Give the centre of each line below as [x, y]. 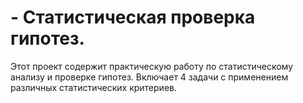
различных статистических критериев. [93, 87]
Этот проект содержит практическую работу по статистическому [152, 66]
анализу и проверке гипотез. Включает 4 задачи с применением [149, 77]
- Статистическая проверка [133, 17]
